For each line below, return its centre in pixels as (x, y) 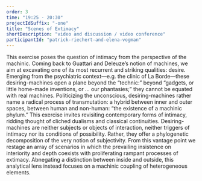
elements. (19, 172)
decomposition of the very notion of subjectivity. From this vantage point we (101, 140)
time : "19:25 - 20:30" (35, 17)
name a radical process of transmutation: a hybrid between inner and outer (99, 102)
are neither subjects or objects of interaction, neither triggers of (111, 128)
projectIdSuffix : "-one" (37, 23)
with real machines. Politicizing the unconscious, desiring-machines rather (99, 95)
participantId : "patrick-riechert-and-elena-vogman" (74, 40)
